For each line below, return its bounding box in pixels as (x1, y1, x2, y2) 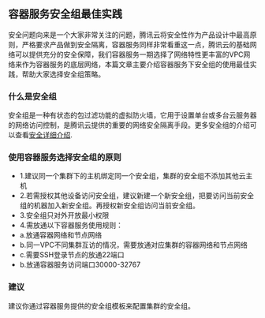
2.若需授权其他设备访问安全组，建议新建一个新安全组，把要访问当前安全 (19, 191, 255, 200)
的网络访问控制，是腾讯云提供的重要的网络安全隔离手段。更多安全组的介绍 (8, 121, 250, 130)
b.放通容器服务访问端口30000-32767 (19, 260, 141, 270)
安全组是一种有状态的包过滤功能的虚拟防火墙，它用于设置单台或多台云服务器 (8, 110, 257, 120)
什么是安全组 (8, 91, 58, 102)
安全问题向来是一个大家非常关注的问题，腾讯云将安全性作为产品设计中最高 (8, 30, 250, 39)
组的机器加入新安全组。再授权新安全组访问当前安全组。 (19, 200, 200, 211)
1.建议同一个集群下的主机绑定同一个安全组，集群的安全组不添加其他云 (19, 171, 246, 181)
